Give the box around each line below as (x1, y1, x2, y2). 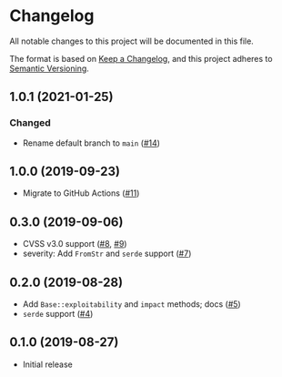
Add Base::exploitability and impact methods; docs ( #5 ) (22, 299, 241, 310)
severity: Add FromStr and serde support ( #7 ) (22, 248, 192, 260)
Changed (9, 117, 52, 129)
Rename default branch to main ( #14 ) (22, 138, 161, 148)
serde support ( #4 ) (22, 309, 94, 320)
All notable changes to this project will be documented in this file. (9, 36, 255, 46)
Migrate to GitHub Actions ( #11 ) (22, 188, 140, 199)
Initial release (22, 359, 73, 370)
